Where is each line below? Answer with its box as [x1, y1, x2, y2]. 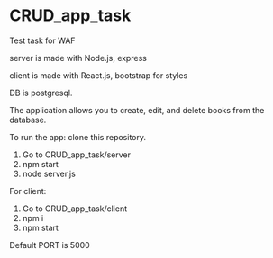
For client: [9, 185, 47, 196]
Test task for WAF [9, 35, 76, 46]
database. [9, 114, 47, 125]
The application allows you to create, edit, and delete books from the [9, 104, 265, 115]
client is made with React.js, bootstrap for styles [9, 69, 188, 81]
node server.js [22, 168, 77, 179]
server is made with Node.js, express [9, 52, 147, 63]
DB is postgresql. [9, 87, 73, 98]
